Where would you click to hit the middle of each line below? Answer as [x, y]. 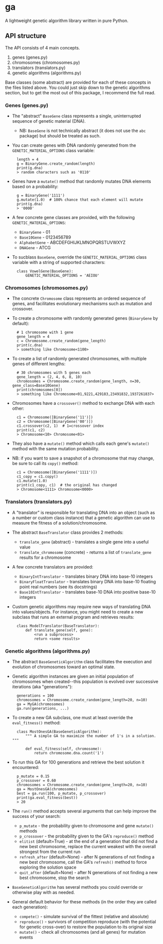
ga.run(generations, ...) [43, 708]
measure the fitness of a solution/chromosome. [60, 523]
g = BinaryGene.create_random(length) [56, 164]
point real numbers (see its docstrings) [58, 587]
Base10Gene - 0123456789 [45, 237]
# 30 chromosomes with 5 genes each [54, 373]
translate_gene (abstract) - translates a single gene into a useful [84, 542]
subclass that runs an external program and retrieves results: [73, 617]
